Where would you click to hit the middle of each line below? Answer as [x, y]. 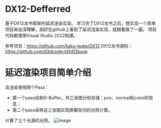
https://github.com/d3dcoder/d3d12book [46, 51]
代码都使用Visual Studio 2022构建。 [41, 35]
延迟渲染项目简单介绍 [48, 73]
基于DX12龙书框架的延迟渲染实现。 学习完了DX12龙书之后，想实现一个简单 [80, 23]
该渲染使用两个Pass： [27, 87]
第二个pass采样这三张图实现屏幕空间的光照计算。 [62, 110]
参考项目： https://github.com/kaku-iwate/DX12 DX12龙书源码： [69, 46]
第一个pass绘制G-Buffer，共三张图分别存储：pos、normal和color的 [80, 98]
